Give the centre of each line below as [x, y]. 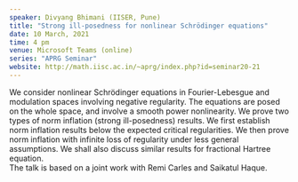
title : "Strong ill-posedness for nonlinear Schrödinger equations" [139, 26]
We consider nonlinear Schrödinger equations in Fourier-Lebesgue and [139, 92]
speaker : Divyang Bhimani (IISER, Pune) [85, 17]
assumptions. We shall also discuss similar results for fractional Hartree [140, 148]
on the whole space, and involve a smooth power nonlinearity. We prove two [149, 111]
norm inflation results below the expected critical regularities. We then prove [149, 130]
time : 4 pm [29, 42]
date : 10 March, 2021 [49, 34]
